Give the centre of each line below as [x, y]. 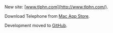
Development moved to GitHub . [36, 25]
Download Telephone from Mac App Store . [47, 16]
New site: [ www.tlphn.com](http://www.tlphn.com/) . [56, 7]
